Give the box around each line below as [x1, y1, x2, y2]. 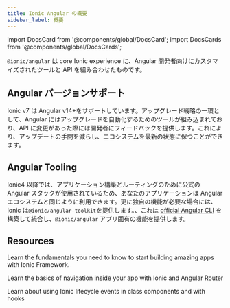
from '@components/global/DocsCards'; [7, 43, 122, 51]
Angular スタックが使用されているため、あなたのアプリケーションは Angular [7, 189, 223, 198]
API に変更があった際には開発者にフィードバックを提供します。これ [19, 124, 211, 132]
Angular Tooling [7, 161, 78, 173]
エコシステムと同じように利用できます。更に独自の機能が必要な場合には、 [7, 198, 218, 206]
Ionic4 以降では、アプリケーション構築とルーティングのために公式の [7, 180, 200, 189]
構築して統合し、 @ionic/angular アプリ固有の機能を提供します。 [7, 215, 190, 223]
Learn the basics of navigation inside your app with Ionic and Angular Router [7, 274, 224, 282]
